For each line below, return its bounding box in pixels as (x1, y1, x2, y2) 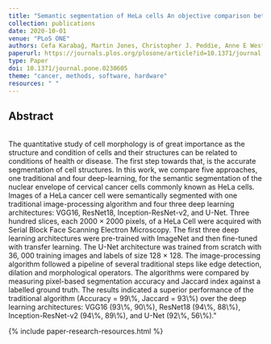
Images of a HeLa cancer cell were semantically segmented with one (8, 191, 238, 200)
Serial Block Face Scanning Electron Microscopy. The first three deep (8, 225, 240, 235)
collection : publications (8, 19, 95, 27)
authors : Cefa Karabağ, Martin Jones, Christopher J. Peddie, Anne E (8, 42, 248, 50)
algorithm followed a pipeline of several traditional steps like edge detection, (8, 259, 262, 269)
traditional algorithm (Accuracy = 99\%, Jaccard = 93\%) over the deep (8, 294, 247, 304)
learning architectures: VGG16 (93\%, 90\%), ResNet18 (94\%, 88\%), (8, 302, 240, 312)
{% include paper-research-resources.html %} (8, 326, 164, 336)
